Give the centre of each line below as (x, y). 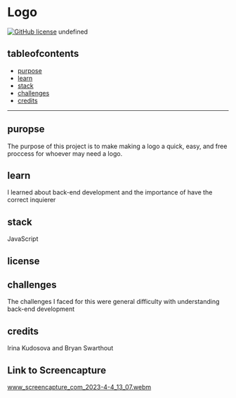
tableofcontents (43, 54)
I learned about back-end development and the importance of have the (110, 192)
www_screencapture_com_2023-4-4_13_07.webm (79, 387)
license (24, 261)
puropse (26, 130)
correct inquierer (32, 200)
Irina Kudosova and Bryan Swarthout (60, 348)
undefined (73, 32)
